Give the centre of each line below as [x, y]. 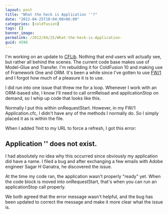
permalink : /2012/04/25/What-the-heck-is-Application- [64, 38]
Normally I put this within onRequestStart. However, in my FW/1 [70, 107]
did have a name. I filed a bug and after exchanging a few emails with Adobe [84, 161]
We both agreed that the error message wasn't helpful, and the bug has [79, 196]
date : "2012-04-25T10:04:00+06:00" [42, 19]
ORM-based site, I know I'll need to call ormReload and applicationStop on [82, 92]
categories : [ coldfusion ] [32, 24]
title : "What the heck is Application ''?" [51, 14]
